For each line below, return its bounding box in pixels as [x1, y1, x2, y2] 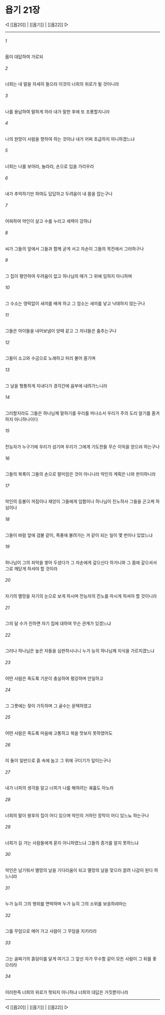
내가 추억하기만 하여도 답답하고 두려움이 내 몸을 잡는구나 [5, 191, 113, 197]
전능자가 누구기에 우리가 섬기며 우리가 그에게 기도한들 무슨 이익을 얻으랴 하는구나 [5, 444, 160, 449]
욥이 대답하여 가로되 [5, 54, 43, 60]
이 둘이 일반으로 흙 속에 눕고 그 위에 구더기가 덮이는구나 [5, 758, 111, 764]
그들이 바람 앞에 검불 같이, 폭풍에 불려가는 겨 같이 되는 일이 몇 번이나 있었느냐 [5, 532, 153, 538]
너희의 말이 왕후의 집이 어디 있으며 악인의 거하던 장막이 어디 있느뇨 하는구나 [5, 812, 149, 818]
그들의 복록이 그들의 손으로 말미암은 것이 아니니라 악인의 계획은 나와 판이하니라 [5, 471, 156, 477]
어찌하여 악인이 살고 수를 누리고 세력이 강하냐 [5, 218, 92, 224]
